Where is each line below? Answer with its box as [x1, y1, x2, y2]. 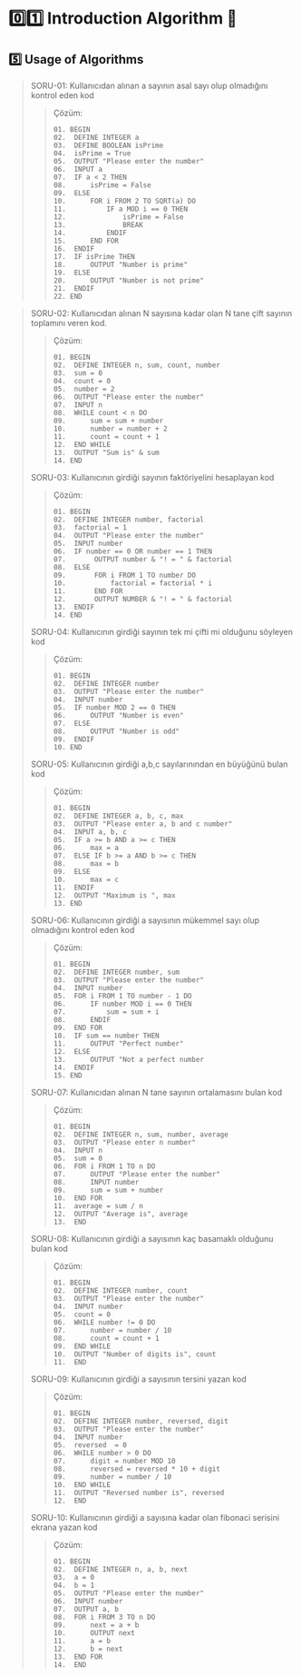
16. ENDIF [53, 244, 95, 253]
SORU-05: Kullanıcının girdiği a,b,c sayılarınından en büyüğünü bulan [30, 759, 288, 769]
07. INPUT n [53, 401, 103, 410]
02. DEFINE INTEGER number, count [53, 1286, 188, 1295]
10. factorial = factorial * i [53, 579, 212, 588]
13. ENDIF [53, 602, 95, 611]
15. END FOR [53, 236, 120, 245]
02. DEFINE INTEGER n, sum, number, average [53, 1130, 229, 1139]
